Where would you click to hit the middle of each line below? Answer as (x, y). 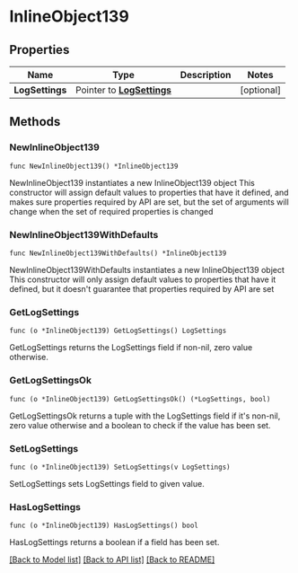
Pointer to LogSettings (123, 90)
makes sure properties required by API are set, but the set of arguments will (149, 202)
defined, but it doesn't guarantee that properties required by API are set (142, 288)
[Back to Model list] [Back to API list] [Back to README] (112, 560)
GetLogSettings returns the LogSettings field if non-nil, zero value (131, 348)
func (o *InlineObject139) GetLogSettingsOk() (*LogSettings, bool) (140, 399)
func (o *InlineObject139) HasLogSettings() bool (104, 526)
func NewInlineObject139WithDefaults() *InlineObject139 (118, 253)
